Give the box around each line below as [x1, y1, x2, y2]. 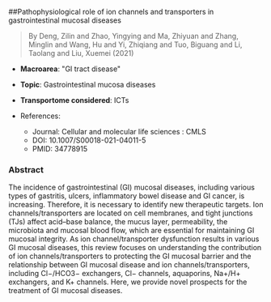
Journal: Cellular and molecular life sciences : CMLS [32, 127, 206, 136]
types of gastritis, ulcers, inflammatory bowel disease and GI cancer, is [8, 191, 245, 201]
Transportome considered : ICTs [19, 96, 129, 104]
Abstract [8, 164, 44, 175]
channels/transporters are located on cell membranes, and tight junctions [8, 208, 253, 218]
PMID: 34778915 [32, 144, 87, 153]
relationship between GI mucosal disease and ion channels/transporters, [8, 260, 251, 270]
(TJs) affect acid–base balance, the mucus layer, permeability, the [8, 217, 228, 227]
